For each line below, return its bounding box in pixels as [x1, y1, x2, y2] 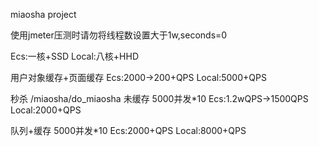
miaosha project [10, 9, 77, 20]
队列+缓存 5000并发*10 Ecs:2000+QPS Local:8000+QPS [10, 125, 247, 136]
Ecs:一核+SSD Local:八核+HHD [10, 50, 140, 62]
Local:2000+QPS [10, 104, 82, 116]
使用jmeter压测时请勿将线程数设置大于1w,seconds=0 [10, 29, 228, 41]
